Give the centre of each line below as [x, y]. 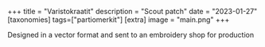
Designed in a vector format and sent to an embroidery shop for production [131, 35]
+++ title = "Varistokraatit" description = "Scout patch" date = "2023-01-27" [132, 11]
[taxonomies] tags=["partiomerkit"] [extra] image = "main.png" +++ [119, 20]
